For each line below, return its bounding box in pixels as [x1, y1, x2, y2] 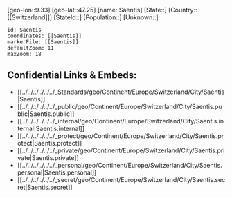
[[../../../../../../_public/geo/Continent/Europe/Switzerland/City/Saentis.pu [17, 102, 223, 110]
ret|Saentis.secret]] [17, 183, 73, 191]
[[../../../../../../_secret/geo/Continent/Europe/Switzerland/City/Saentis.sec [17, 175, 226, 184]
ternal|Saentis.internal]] [17, 124, 85, 132]
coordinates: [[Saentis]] [7, 32, 82, 39]
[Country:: [168, 6, 197, 14]
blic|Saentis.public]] [17, 110, 75, 118]
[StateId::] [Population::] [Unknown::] [53, 13, 159, 21]
